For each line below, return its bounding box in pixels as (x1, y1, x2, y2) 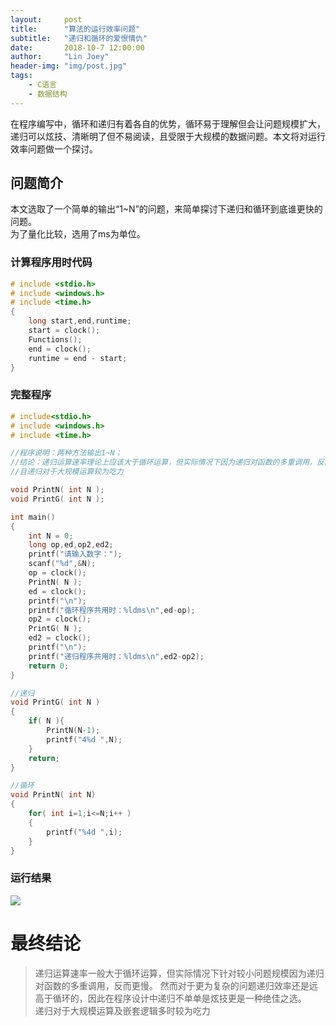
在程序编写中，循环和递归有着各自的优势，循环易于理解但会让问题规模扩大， (10, 117, 326, 130)
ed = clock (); (28, 586, 87, 596)
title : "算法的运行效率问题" (10, 24, 141, 34)
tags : (10, 71, 33, 81)
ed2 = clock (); (28, 633, 92, 643)
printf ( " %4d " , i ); (46, 827, 123, 837)
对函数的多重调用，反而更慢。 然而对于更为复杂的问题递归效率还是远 (34, 979, 318, 991)
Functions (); (28, 334, 83, 345)
